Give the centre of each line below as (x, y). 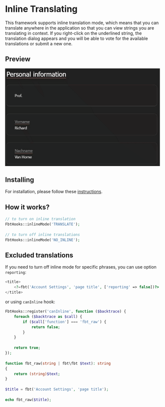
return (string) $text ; (37, 374)
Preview (18, 59)
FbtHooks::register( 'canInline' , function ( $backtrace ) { (66, 311)
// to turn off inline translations (42, 235)
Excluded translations (39, 255)
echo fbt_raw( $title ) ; (28, 400)
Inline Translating (41, 9)
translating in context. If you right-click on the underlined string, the (73, 33)
